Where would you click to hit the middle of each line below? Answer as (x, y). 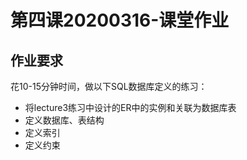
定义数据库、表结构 (64, 120)
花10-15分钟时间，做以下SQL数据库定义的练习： (109, 86)
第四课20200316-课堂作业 (120, 20)
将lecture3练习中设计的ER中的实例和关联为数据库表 (130, 107)
